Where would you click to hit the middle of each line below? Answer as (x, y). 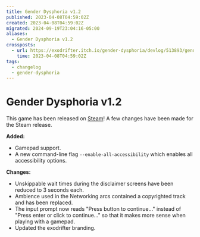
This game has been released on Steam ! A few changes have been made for (100, 118)
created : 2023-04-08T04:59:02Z (45, 23)
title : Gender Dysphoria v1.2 (44, 12)
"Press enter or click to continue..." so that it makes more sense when (100, 216)
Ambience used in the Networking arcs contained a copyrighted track (100, 197)
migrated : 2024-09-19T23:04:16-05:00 (53, 28)
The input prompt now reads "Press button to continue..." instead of (98, 209)
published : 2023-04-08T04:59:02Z (48, 17)
